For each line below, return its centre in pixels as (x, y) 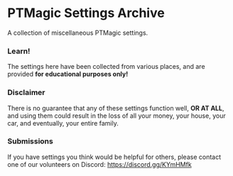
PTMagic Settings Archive (86, 13)
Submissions (30, 141)
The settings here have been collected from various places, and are (106, 67)
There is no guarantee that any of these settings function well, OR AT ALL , (116, 108)
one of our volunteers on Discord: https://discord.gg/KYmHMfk (99, 164)
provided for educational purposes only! (68, 74)
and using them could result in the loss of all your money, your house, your (116, 116)
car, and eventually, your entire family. (63, 123)
